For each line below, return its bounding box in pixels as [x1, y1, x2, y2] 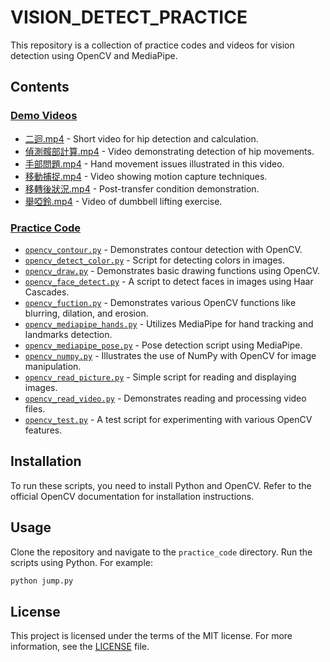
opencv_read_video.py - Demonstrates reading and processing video [24, 392, 307, 404]
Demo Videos [10, 109, 78, 123]
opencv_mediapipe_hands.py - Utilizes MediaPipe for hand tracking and [24, 317, 314, 330]
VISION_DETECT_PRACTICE [10, 6, 248, 29]
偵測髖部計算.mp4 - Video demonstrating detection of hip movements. [24, 145, 315, 157]
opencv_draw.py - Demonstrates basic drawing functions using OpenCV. [24, 264, 321, 276]
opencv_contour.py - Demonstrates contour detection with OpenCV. [24, 243, 303, 255]
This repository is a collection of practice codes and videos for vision [10, 39, 295, 51]
